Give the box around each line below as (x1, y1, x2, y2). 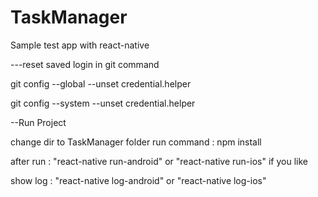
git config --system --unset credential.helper (10, 97, 196, 109)
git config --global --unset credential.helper (10, 77, 192, 90)
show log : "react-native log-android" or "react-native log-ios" (10, 174, 267, 186)
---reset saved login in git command (10, 58, 160, 70)
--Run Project (10, 116, 67, 128)
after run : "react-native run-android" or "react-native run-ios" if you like (10, 155, 308, 167)
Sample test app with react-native (10, 39, 150, 51)
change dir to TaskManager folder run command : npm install (10, 136, 262, 148)
